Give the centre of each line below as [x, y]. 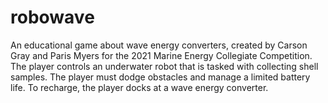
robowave [52, 17]
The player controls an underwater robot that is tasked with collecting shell [164, 66]
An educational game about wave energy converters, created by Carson [159, 45]
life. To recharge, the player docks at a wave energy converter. [139, 87]
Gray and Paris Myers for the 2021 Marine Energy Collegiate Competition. [161, 55]
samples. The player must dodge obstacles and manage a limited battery [160, 77]
